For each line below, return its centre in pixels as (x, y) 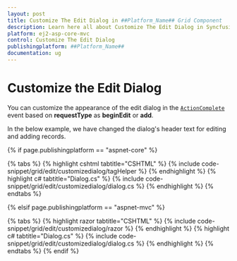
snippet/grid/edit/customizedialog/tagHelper (72, 171)
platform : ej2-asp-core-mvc (49, 34)
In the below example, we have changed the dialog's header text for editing (117, 128)
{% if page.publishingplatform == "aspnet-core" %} (83, 150)
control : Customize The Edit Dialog (61, 40)
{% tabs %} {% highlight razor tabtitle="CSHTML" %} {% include (102, 221)
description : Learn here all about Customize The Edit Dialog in (105, 27)
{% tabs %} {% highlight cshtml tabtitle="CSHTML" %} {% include (104, 164)
